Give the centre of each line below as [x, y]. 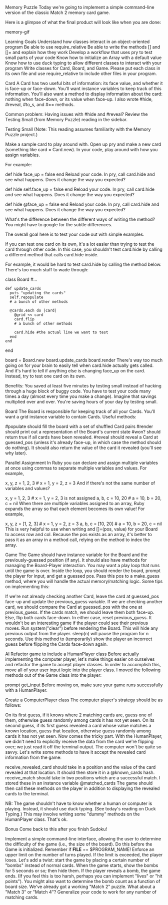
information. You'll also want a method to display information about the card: [84, 94]
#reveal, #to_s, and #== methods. [40, 104]
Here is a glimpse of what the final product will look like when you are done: [83, 22]
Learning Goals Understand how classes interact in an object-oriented [77, 42]
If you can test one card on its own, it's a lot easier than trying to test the [80, 244]
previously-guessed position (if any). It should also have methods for [76, 560]
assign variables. [22, 155]
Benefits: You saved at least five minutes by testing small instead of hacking [83, 386]
